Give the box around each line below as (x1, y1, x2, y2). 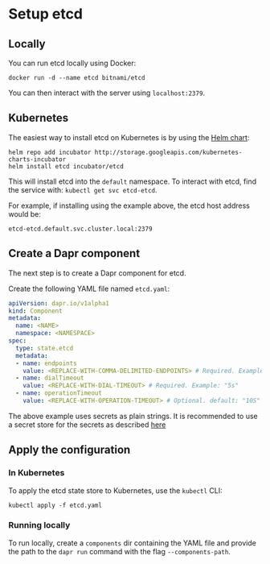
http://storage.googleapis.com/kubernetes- (94, 148, 243, 156)
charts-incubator (8, 155, 67, 164)
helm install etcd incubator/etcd (8, 162, 125, 170)
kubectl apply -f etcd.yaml (8, 501, 103, 509)
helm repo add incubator (8, 148, 92, 156)
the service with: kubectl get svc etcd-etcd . (8, 185, 158, 194)
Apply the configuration (8, 443, 131, 457)
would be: (8, 209, 42, 218)
